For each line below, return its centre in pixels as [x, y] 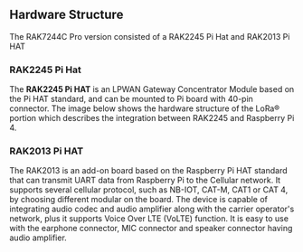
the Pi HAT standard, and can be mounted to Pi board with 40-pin [131, 99]
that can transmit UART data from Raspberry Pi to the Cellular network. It [145, 181]
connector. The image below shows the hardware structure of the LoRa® [145, 108]
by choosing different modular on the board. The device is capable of [139, 200]
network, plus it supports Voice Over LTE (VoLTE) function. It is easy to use [149, 219]
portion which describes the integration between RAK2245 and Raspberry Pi [152, 118]
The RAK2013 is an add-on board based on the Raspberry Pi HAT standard [148, 171]
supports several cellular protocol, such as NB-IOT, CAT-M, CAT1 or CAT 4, [149, 190]
